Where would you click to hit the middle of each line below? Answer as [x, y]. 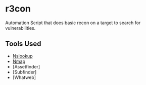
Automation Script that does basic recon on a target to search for [73, 23]
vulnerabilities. [20, 28]
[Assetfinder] [26, 66]
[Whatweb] [24, 77]
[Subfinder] [25, 72]
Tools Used [23, 44]
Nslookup [22, 56]
